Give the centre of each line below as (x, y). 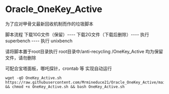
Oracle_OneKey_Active (54, 9)
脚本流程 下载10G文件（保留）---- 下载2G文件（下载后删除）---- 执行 (77, 34)
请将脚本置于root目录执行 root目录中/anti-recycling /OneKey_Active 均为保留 (84, 51)
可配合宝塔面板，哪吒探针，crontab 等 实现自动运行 (59, 68)
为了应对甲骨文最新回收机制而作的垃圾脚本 (49, 24)
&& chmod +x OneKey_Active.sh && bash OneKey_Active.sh (65, 86)
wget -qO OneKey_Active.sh (33, 78)
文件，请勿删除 (21, 58)
